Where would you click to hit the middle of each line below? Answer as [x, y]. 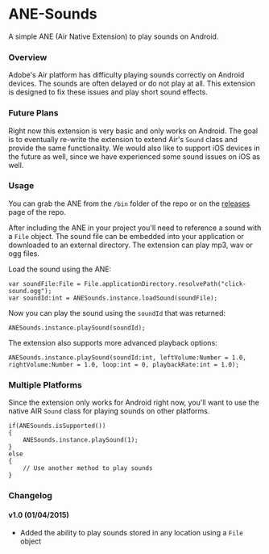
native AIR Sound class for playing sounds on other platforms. [109, 411]
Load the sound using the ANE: [60, 269]
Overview [28, 57]
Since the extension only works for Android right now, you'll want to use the [134, 403]
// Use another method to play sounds [88, 468]
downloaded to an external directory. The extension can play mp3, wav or [131, 245]
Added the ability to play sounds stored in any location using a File [131, 533]
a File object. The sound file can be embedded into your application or [126, 236]
